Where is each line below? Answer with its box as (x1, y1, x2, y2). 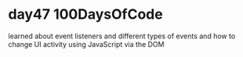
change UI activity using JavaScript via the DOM (8, 39, 165, 48)
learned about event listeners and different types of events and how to (8, 31, 236, 41)
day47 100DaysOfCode (8, 5, 163, 23)
